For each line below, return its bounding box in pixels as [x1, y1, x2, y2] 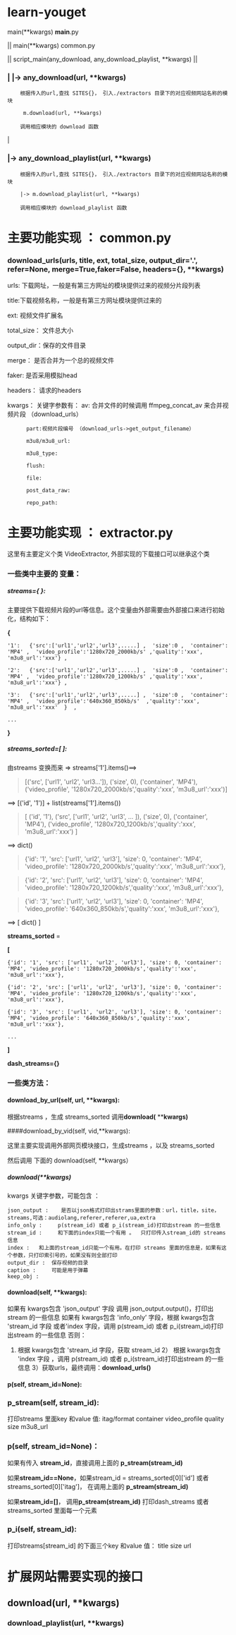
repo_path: [25, 499, 58, 506]
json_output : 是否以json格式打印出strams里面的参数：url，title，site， [7, 1207, 220, 1214]
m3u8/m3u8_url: [25, 438, 71, 445]
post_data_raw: [25, 487, 71, 494]
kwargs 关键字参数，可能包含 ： [7, 1191, 100, 1200]
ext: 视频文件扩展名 [7, 311, 63, 320]
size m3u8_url [7, 1423, 48, 1430]
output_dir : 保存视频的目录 [7, 1259, 89, 1266]
